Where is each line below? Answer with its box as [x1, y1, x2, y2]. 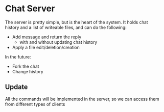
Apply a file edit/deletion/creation [12, 44, 80, 50]
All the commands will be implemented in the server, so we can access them [5, 96, 160, 102]
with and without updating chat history [19, 39, 97, 45]
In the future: [5, 54, 31, 59]
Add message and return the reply [12, 34, 82, 40]
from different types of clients [5, 101, 65, 107]
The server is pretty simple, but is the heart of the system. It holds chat [5, 19, 148, 25]
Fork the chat [12, 63, 39, 69]
